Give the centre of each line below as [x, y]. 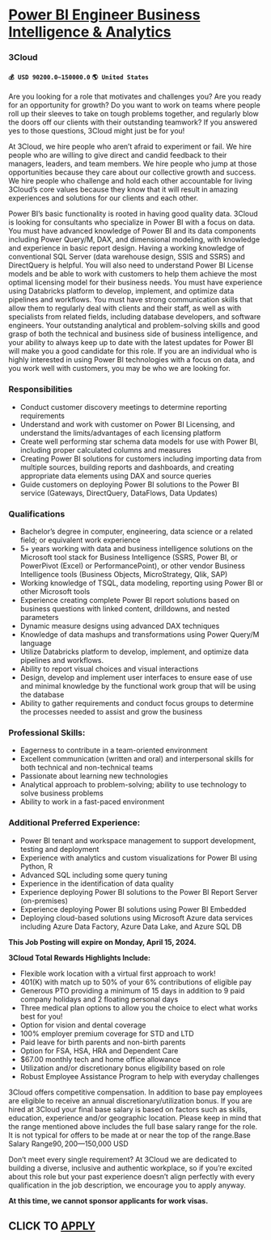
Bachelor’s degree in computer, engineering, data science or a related [136, 531]
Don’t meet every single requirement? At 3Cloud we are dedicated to [123, 1159]
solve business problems [61, 793]
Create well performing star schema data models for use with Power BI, [139, 441]
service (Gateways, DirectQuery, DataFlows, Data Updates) [119, 493]
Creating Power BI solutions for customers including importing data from [141, 458]
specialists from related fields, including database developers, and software [135, 317]
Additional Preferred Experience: [74, 823]
